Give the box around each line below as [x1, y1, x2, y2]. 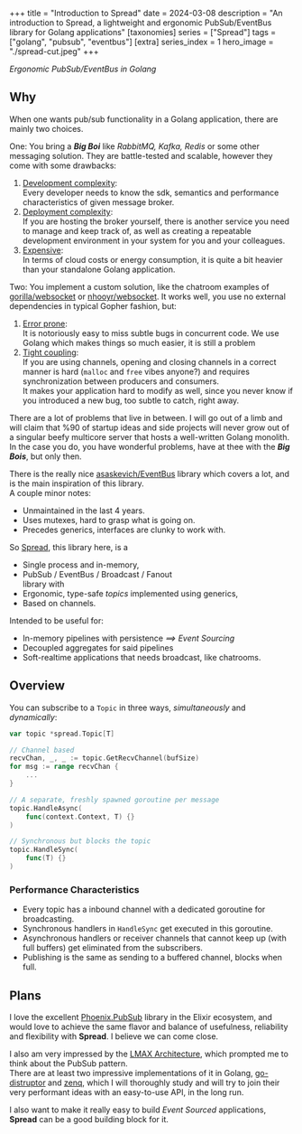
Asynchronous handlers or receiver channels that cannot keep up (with [22, 933, 287, 943]
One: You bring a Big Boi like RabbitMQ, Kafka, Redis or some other [9, 140, 260, 152]
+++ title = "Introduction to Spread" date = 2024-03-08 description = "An [9, 8, 283, 18]
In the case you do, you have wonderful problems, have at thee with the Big [9, 441, 290, 452]
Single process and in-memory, [22, 559, 140, 570]
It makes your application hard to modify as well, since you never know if [22, 385, 294, 396]
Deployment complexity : [22, 206, 114, 217]
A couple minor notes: [9, 487, 92, 498]
